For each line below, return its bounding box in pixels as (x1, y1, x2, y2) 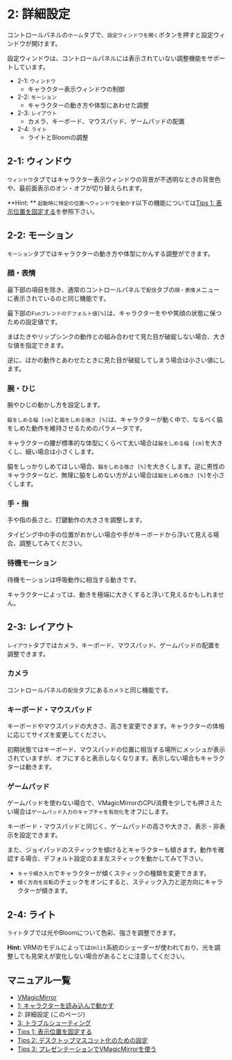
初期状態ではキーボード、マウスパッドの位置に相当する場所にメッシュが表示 (7, 745, 226, 754)
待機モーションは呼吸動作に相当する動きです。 (7, 575, 141, 583)
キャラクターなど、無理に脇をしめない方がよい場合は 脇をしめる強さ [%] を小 (7, 471, 219, 479)
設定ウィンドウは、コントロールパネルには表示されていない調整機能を (7, 53, 208, 63)
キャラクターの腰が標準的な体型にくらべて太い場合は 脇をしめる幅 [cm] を (7, 439, 211, 447)
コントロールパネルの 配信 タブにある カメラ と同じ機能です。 (7, 686, 172, 694)
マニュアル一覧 (7, 974, 71, 986)
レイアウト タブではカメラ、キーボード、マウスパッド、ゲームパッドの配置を (7, 640, 220, 649)
